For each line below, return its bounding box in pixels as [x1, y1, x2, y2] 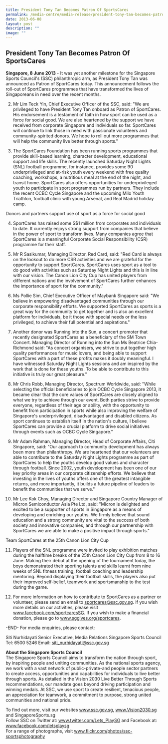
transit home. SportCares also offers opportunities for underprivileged [12, 179, 157, 185]
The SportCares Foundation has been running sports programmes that [12, 148, 158, 154]
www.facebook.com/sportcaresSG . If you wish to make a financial [12, 610, 149, 616]
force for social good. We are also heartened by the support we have [12, 117, 155, 123]
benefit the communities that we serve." [12, 486, 95, 492]
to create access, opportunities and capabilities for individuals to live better [5, 670, 161, 677]
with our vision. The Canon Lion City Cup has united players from [12, 272, 147, 278]
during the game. [12, 584, 49, 590]
